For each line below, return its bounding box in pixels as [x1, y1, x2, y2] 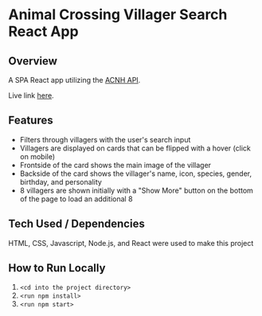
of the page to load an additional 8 [19, 193, 133, 204]
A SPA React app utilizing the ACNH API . [8, 76, 141, 84]
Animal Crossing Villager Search [8, 6, 228, 24]
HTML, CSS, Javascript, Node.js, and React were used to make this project [8, 238, 254, 248]
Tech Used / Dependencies [8, 217, 145, 231]
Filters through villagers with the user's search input [19, 135, 191, 144]
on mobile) [19, 151, 56, 161]
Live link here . [8, 91, 54, 100]
